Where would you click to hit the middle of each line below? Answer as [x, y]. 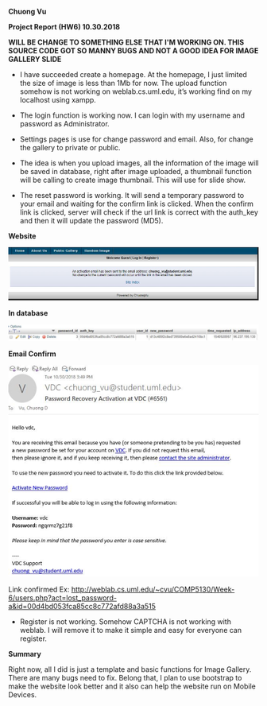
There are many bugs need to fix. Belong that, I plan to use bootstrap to [125, 677]
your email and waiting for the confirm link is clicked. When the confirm [137, 204]
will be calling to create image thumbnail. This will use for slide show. [133, 180]
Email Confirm [33, 354]
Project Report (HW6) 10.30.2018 [64, 27]
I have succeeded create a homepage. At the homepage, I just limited [133, 74]
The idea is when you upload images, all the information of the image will [139, 163]
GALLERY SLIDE [35, 59]
